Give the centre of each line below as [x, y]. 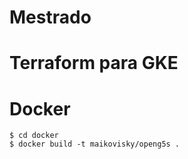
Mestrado [50, 17]
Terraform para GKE [94, 63]
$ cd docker [34, 136]
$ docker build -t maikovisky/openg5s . [95, 144]
